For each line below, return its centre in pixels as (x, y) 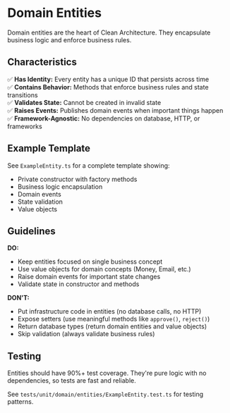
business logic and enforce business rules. (69, 39)
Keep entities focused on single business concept (90, 261)
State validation (40, 202)
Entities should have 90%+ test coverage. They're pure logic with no (107, 373)
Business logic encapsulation (60, 186)
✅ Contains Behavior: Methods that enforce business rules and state (108, 87)
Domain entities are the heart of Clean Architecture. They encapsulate (109, 32)
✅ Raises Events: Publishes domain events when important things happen (115, 110)
